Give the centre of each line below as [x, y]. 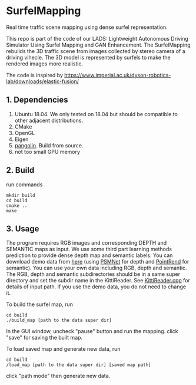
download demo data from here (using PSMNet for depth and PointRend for [98, 262]
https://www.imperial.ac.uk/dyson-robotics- [118, 75]
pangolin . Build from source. [49, 145]
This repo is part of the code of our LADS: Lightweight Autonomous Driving [97, 38]
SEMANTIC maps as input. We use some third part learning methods [89, 249]
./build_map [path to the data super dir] [59, 320]
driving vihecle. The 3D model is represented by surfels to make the [88, 57]
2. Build [20, 170]
